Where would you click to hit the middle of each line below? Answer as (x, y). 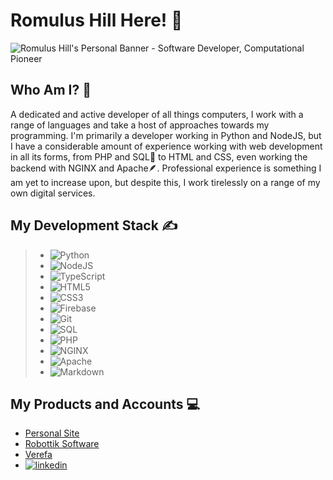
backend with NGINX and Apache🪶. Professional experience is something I (166, 168)
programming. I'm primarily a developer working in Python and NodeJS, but (166, 135)
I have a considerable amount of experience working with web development (166, 146)
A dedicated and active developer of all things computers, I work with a (157, 114)
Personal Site (52, 433)
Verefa (38, 455)
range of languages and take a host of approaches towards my (140, 125)
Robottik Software (62, 444)
